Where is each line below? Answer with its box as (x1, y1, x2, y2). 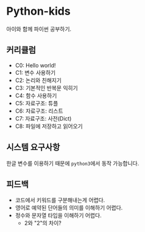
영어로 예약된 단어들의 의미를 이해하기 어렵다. (15, 204, 123, 212)
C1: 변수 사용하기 (15, 69, 56, 76)
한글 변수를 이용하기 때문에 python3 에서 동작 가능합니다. (6, 159, 140, 167)
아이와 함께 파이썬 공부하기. (6, 25, 72, 32)
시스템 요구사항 (6, 142, 60, 152)
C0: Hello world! (15, 61, 56, 69)
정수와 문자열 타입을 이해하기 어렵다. (15, 212, 102, 219)
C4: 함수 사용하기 (15, 92, 57, 99)
